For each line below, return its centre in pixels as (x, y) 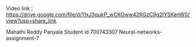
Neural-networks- (141, 32)
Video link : (20, 8)
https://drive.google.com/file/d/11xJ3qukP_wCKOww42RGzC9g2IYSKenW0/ (98, 15)
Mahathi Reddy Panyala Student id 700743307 (62, 32)
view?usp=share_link (31, 21)
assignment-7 (23, 38)
